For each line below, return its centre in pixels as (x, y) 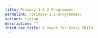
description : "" (22, 23)
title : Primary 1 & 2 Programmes (39, 10)
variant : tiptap (22, 19)
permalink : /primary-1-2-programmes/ (44, 14)
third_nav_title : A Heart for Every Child (49, 28)
